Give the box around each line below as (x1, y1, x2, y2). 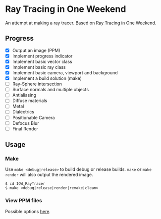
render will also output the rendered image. (5, 172, 93, 178)
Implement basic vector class (12, 58, 73, 64)
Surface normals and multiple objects (12, 87, 89, 93)
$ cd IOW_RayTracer (5, 181, 46, 186)
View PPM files (5, 197, 42, 204)
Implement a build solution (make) (12, 75, 82, 81)
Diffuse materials (12, 98, 48, 104)
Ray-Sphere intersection (12, 81, 62, 87)
